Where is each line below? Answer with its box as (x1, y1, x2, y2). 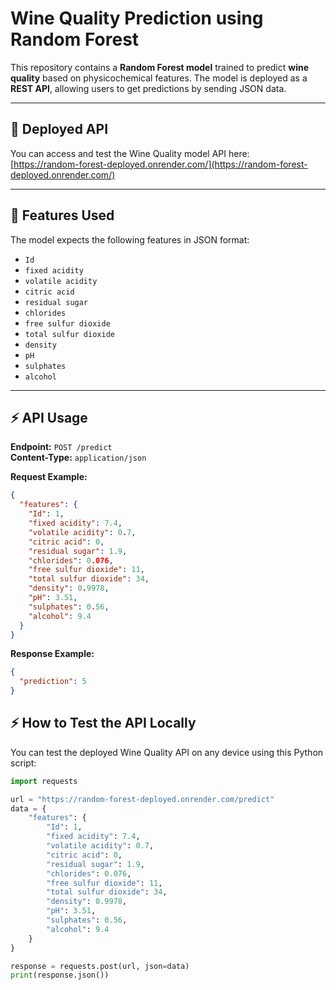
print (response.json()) (10, 970, 110, 981)
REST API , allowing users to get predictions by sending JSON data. (10, 82, 287, 94)
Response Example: (10, 648, 95, 660)
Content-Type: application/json (10, 452, 147, 464)
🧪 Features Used (10, 207, 115, 224)
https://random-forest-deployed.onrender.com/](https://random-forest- (13, 158, 308, 170)
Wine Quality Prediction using (10, 7, 264, 30)
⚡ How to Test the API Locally (10, 715, 197, 732)
